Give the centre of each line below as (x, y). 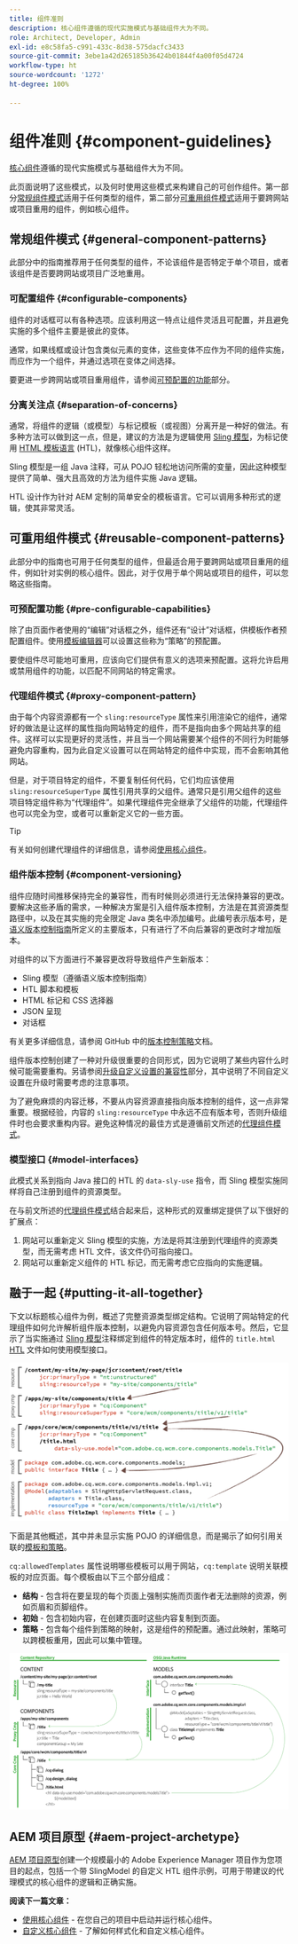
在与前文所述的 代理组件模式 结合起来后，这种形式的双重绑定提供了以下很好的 (149, 1210)
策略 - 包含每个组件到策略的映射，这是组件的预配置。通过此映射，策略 (150, 1629)
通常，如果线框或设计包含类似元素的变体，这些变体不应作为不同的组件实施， (149, 350)
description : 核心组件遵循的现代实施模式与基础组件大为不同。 (111, 28)
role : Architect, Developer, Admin (75, 37)
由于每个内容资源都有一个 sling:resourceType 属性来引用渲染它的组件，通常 (148, 717)
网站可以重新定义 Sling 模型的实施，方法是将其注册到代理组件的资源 (146, 1240)
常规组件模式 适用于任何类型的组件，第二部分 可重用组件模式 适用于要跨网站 (153, 197)
